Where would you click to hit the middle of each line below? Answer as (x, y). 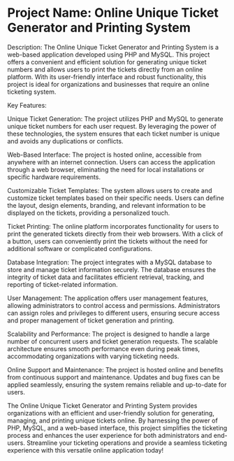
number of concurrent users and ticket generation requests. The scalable (113, 341)
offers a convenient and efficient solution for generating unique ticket (107, 62)
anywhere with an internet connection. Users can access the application (111, 162)
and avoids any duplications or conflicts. (65, 141)
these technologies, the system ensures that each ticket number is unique (114, 134)
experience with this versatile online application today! (86, 450)
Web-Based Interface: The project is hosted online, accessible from (104, 155)
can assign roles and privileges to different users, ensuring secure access (114, 313)
